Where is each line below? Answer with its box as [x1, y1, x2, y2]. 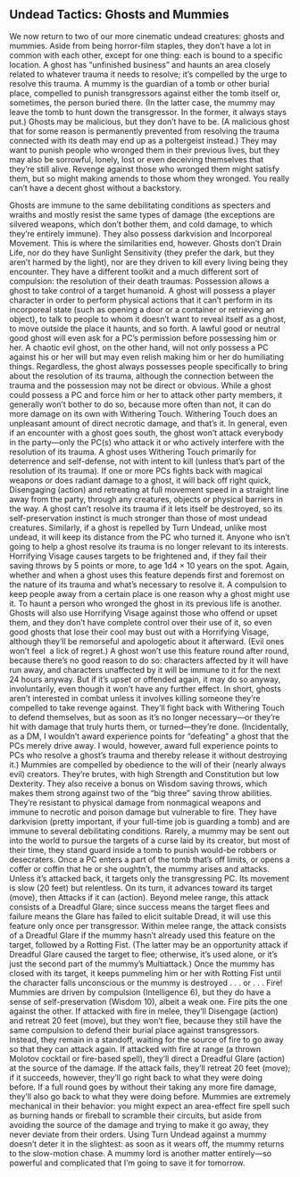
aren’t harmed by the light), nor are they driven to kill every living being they [9, 256, 288, 267]
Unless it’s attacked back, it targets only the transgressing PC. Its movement [9, 873, 290, 883]
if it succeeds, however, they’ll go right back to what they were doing [9, 1072, 263, 1082]
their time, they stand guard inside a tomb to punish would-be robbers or [9, 844, 277, 855]
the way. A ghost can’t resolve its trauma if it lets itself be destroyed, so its [9, 503, 283, 514]
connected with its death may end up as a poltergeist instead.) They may [9, 135, 278, 145]
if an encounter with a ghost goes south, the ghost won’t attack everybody [9, 427, 284, 438]
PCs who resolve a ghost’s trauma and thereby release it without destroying [9, 750, 287, 760]
